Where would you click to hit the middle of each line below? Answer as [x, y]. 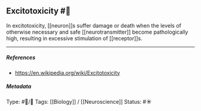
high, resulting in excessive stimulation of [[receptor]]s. [74, 38]
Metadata [19, 86]
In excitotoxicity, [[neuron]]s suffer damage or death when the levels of [94, 25]
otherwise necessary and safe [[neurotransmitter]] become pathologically [97, 32]
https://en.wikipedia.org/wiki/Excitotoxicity [67, 73]
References [21, 58]
